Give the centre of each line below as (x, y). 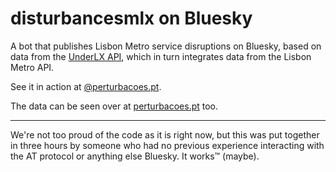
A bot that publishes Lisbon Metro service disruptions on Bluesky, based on (166, 46)
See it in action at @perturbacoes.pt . (86, 86)
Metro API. (32, 67)
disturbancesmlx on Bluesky (131, 18)
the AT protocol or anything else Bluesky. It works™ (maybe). (135, 156)
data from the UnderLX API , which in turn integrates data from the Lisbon (161, 56)
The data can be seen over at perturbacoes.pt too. (114, 106)
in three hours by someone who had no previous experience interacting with (167, 145)
